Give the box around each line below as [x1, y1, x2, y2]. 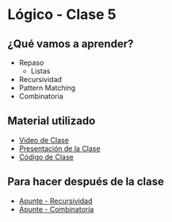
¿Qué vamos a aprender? [7, 37, 134, 51]
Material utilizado [7, 115, 96, 128]
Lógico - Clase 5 [7, 6, 117, 24]
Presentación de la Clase [18, 144, 101, 153]
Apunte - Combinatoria [18, 204, 94, 214]
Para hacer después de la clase [7, 175, 164, 189]
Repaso [18, 58, 44, 67]
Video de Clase [18, 135, 69, 145]
